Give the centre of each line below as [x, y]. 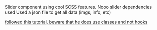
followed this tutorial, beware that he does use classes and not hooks [76, 22]
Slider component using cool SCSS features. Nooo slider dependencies [79, 7]
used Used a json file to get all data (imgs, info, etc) [58, 12]
